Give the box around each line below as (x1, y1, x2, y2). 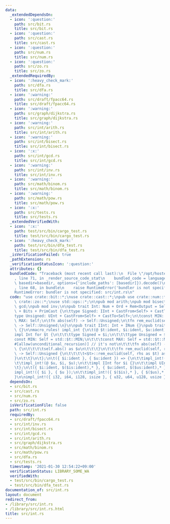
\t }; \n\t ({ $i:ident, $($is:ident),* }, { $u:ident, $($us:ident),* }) (14, 365, 168, 370)
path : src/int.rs (10, 408, 47, 413)
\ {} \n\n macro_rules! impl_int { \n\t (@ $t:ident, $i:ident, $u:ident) (14, 328, 166, 333)
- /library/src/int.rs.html (5, 506, 65, 511)
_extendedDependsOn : (10, 12, 53, 17)
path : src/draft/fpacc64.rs (14, 97, 73, 102)
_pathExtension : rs (10, 257, 51, 262)
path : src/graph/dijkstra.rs (14, 111, 76, 116)
